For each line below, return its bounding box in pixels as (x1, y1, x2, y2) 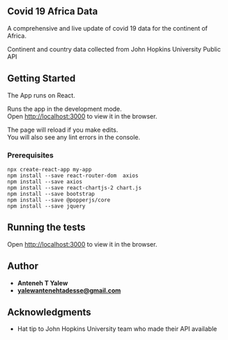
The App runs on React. (7, 91, 75, 100)
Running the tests (7, 222, 86, 233)
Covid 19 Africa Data (7, 6, 98, 17)
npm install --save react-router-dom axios (7, 172, 139, 179)
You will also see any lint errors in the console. (7, 132, 141, 141)
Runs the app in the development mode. (7, 105, 122, 113)
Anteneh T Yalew (17, 279, 68, 287)
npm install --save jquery (7, 202, 86, 210)
